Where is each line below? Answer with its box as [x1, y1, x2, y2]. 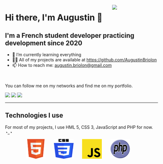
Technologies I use [5, 111, 64, 119]
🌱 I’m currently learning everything [12, 52, 81, 58]
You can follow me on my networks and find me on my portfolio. [5, 83, 133, 89]
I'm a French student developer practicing [5, 31, 135, 40]
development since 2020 [5, 39, 82, 47]
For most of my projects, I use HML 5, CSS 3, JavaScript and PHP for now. [5, 124, 153, 130]
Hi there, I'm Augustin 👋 [5, 12, 103, 23]
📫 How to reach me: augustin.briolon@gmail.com [12, 62, 112, 68]
